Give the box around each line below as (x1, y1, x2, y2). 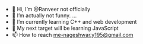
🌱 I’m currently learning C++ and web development (11, 18, 137, 25)
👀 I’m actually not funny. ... (11, 12, 77, 19)
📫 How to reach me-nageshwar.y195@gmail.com (11, 32, 134, 38)
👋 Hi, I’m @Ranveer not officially (11, 6, 91, 12)
